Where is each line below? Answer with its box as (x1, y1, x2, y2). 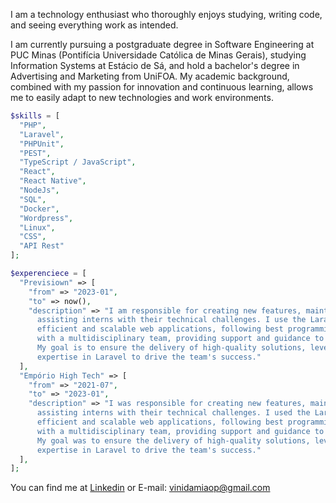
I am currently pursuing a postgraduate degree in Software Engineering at (10, 39, 315, 50)
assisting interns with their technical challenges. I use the (36, 315, 307, 325)
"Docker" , (19, 204, 60, 214)
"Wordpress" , (19, 213, 74, 223)
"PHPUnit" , (19, 139, 65, 149)
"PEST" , (19, 148, 52, 158)
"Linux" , (19, 222, 56, 233)
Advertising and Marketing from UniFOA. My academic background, (10, 70, 290, 82)
